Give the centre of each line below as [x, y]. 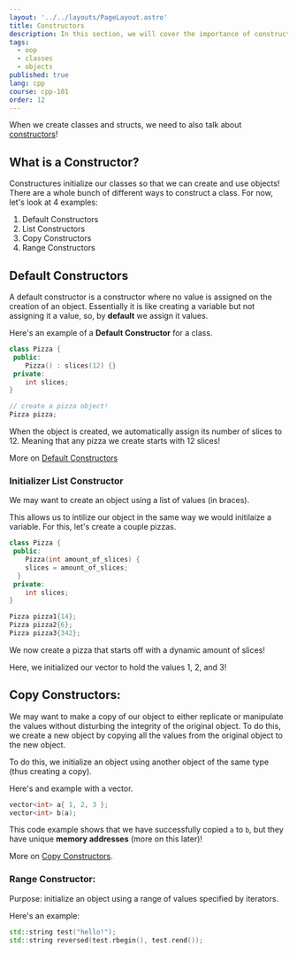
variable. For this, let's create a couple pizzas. [93, 527]
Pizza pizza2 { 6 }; [41, 625]
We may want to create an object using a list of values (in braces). [129, 500]
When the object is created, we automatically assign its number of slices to [146, 431]
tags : [19, 42]
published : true [39, 75]
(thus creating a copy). [51, 771]
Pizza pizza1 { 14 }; [43, 617]
